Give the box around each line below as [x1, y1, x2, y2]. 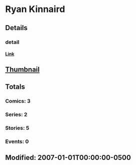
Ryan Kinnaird [5, 4, 65, 15]
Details [5, 24, 28, 32]
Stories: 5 [5, 124, 30, 131]
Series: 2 [5, 111, 28, 118]
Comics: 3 [5, 97, 31, 104]
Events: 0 [5, 138, 29, 145]
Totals [5, 82, 25, 91]
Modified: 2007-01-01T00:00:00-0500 [5, 153, 131, 161]
